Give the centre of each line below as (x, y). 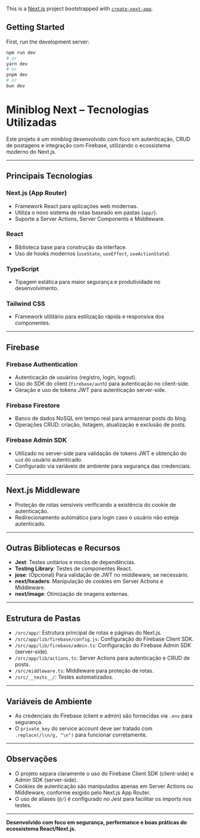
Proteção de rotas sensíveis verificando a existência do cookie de (96, 505)
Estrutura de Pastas (43, 618)
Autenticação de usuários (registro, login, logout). (76, 378)
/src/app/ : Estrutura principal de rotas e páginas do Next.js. (88, 633)
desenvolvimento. (37, 288)
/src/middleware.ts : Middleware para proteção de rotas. (84, 671)
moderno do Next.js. (31, 151)
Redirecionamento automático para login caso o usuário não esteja (97, 517)
